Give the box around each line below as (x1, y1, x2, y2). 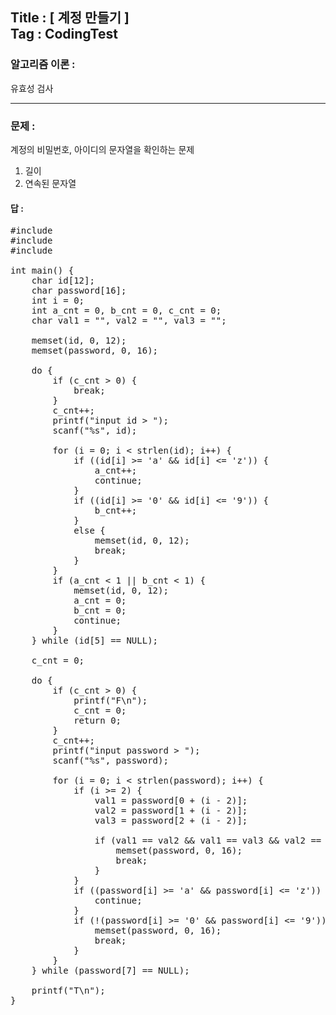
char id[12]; (31, 275, 95, 287)
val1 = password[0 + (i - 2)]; (94, 795, 248, 807)
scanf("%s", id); (52, 425, 138, 437)
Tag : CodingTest (10, 26, 118, 43)
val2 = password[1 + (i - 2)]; (94, 805, 248, 817)
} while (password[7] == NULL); (31, 965, 190, 977)
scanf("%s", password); (52, 755, 169, 767)
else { (73, 525, 106, 537)
